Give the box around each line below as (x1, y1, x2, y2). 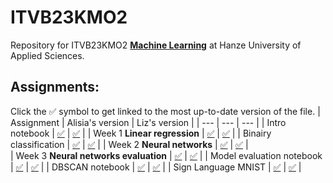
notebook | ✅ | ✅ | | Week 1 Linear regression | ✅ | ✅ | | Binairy (10, 127, 272, 139)
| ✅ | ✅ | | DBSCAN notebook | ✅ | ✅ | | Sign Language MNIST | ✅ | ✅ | (10, 161, 302, 173)
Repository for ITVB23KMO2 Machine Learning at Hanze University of (10, 39, 302, 51)
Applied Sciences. (10, 49, 85, 61)
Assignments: (10, 79, 100, 96)
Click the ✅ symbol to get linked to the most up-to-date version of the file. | (10, 105, 321, 117)
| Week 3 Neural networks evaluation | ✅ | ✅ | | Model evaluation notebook (10, 149, 323, 161)
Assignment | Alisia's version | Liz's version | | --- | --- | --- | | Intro (10, 116, 287, 128)
